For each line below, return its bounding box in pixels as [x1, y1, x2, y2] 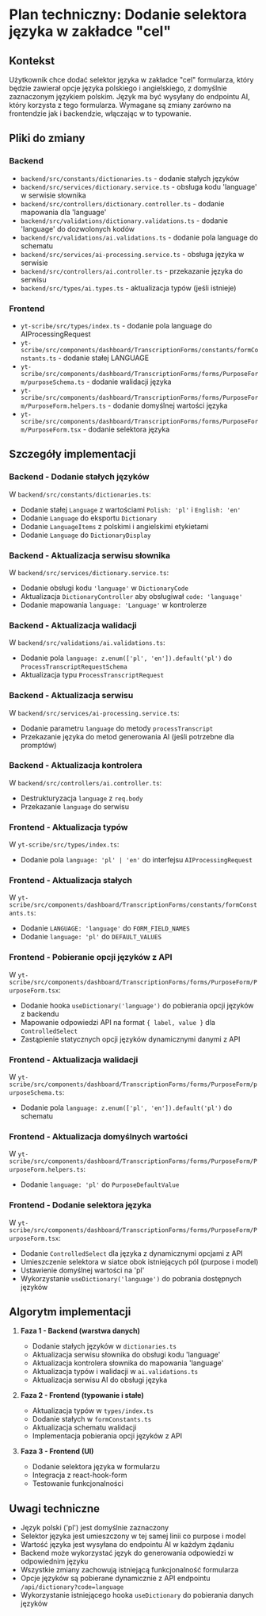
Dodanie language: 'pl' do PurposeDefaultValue [20, 1180, 180, 1189]
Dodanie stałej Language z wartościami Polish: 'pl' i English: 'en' [20, 505, 241, 514]
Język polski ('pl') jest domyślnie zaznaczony [20, 1523, 169, 1533]
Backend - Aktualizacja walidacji [9, 620, 137, 631]
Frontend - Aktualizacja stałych [9, 875, 133, 886]
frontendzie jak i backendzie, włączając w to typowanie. [9, 109, 192, 118]
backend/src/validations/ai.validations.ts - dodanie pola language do [20, 232, 258, 242]
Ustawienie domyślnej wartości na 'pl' [20, 1265, 145, 1275]
